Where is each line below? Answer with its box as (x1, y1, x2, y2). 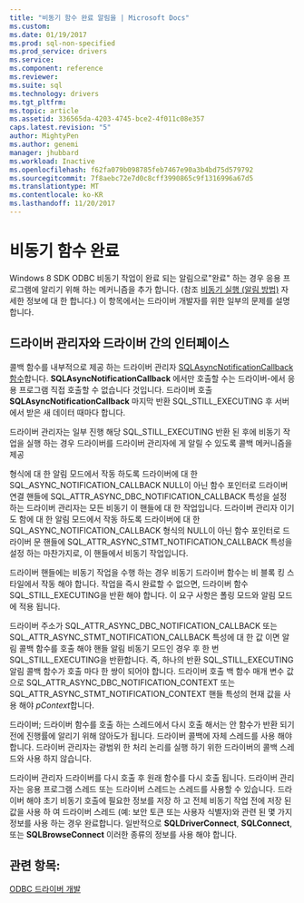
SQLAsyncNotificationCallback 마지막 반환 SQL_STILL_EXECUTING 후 (9, 396, 273, 407)
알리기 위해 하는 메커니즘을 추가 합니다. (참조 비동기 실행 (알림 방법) (40, 283, 279, 295)
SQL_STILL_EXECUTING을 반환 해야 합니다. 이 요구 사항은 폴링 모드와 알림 (9, 589, 277, 600)
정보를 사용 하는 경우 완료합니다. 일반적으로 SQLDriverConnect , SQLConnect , (9, 818, 292, 829)
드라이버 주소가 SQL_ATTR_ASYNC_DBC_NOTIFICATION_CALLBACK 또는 (9, 620, 279, 631)
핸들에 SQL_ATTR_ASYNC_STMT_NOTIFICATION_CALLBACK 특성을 (43, 536, 293, 547)
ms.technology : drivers (9, 89, 100, 98)
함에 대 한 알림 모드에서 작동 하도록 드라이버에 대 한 (18, 514, 201, 525)
